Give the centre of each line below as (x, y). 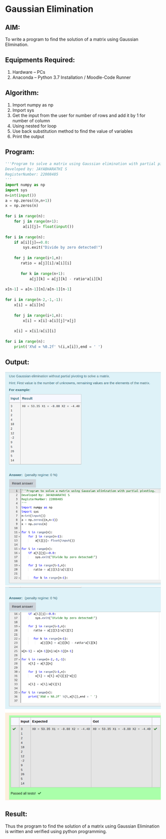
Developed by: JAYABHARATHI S (36, 169)
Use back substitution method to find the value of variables (72, 131)
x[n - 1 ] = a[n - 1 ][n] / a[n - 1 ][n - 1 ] (38, 289)
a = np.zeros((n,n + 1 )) (28, 201)
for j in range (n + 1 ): (36, 221)
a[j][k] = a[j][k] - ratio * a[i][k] (66, 279)
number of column (31, 120)
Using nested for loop (34, 126)
